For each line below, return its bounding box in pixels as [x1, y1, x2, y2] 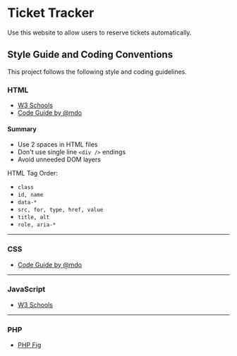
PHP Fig [17, 340, 42, 350]
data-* [17, 199, 37, 206]
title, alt [17, 214, 50, 221]
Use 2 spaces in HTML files [17, 140, 98, 149]
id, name [17, 192, 44, 199]
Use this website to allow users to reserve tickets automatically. [7, 28, 192, 37]
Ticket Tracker [7, 5, 95, 21]
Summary [7, 125, 37, 133]
